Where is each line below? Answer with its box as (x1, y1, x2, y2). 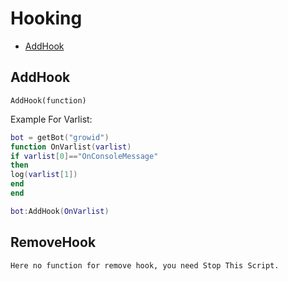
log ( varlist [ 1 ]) (10, 170, 78, 180)
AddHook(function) (10, 95, 87, 106)
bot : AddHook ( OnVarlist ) (10, 206, 110, 216)
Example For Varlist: (10, 113, 93, 125)
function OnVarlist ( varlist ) (10, 142, 132, 152)
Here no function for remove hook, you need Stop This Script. (10, 260, 280, 271)
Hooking (10, 7, 83, 30)
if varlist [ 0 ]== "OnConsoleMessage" (10, 151, 159, 161)
